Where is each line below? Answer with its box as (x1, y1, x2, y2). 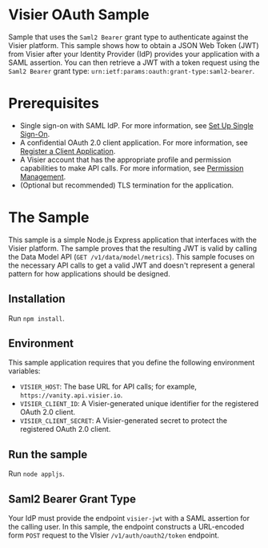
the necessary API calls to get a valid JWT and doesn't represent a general (8, 260, 255, 270)
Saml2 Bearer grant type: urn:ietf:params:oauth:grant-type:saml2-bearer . (8, 66, 254, 75)
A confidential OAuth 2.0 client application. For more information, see (19, 138, 248, 147)
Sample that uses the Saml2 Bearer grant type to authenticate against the (8, 32, 249, 42)
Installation (8, 292, 66, 306)
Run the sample (8, 447, 88, 461)
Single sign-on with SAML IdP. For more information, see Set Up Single (19, 120, 254, 130)
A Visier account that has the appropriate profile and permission (19, 155, 232, 164)
